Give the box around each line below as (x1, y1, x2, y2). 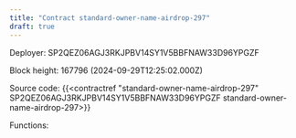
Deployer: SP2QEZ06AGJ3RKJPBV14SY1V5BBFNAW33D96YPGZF (9, 47, 260, 58)
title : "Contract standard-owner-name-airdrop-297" (9, 13, 210, 23)
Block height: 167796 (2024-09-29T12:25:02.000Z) (9, 65, 204, 76)
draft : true (9, 22, 55, 31)
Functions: (9, 120, 49, 131)
